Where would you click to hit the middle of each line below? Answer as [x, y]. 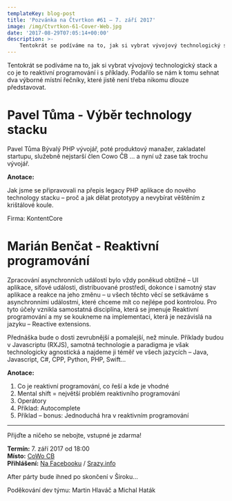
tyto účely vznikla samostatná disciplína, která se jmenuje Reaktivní [103, 309]
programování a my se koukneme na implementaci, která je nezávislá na [109, 316]
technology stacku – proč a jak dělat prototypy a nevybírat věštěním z [106, 197]
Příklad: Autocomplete [49, 408]
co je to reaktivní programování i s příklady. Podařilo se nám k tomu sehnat [113, 72]
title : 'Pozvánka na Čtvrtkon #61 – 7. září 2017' [81, 20]
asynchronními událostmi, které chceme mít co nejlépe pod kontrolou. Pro [112, 302]
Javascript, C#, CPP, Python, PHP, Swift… [67, 359]
